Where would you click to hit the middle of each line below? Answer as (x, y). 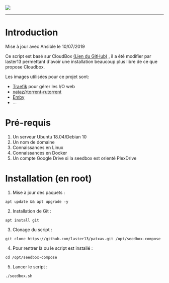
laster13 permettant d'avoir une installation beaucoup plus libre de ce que (81, 61)
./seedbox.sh (19, 276)
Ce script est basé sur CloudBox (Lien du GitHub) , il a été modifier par (78, 56)
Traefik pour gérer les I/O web (44, 86)
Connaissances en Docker (40, 153)
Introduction (32, 32)
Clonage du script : (32, 230)
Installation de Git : (32, 211)
